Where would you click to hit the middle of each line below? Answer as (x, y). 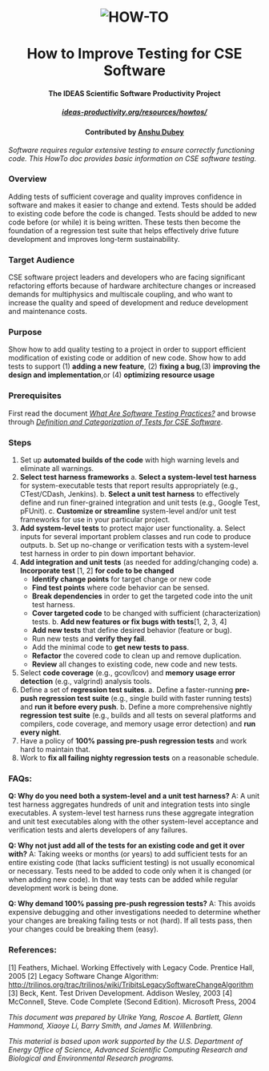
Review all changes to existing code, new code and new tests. (134, 664)
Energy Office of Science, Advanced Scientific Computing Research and (128, 1049)
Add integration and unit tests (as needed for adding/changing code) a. (139, 562)
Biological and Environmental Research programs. (91, 1058)
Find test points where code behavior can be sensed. (120, 588)
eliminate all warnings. (57, 469)
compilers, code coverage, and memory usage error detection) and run (138, 724)
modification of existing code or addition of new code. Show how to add (127, 358)
